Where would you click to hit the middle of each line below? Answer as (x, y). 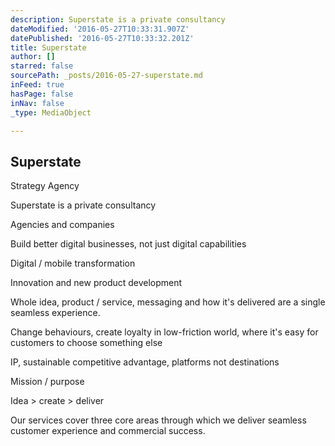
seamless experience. (55, 313)
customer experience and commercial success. (108, 431)
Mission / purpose (47, 382)
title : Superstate (48, 47)
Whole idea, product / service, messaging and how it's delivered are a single (168, 302)
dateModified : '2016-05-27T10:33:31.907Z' (100, 29)
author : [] (33, 57)
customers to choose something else (86, 343)
